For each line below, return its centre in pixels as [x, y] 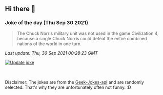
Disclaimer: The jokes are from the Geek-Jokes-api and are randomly [74, 82]
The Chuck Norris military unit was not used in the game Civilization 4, [88, 33]
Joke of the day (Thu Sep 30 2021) [47, 23]
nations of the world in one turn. [49, 44]
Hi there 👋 [20, 9]
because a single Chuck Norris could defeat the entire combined [82, 38]
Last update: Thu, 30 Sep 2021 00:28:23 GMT [51, 53]
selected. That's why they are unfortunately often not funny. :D [68, 87]
